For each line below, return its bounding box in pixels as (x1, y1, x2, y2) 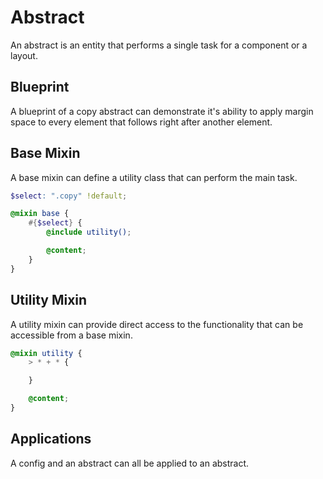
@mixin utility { (10, 348, 83, 358)
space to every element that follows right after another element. (10, 116, 273, 128)
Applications (10, 431, 92, 448)
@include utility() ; (46, 227, 132, 238)
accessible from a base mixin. (10, 329, 133, 341)
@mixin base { (10, 209, 70, 219)
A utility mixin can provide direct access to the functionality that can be (10, 318, 304, 330)
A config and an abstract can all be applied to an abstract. (10, 457, 250, 469)
